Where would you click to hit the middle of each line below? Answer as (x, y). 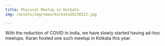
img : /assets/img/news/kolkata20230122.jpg (51, 14)
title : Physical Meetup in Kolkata (42, 10)
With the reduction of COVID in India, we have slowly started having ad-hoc (83, 33)
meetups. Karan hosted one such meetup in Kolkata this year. (68, 38)
